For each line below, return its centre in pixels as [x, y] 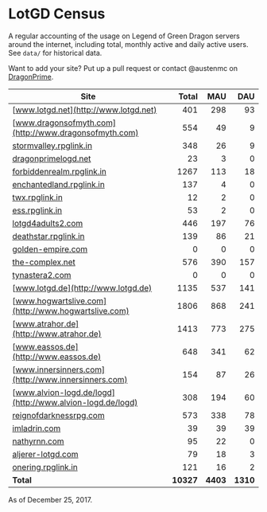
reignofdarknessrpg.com [58, 415]
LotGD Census [57, 14]
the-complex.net [44, 262]
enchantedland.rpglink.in [58, 184]
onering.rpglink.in [45, 467]
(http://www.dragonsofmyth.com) [75, 132]
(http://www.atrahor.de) [57, 334]
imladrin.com [37, 428]
